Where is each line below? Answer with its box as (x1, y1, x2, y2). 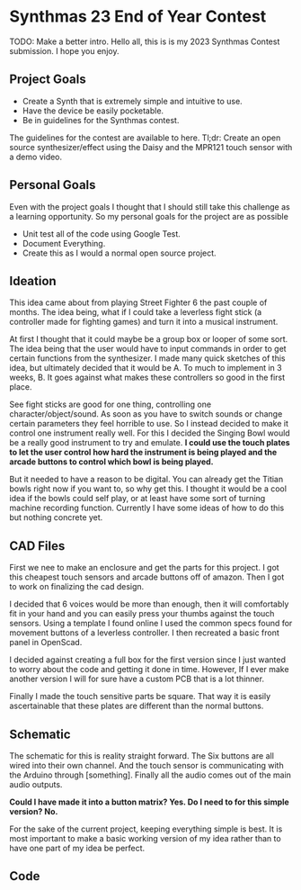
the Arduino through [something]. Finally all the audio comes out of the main (9, 769, 292, 780)
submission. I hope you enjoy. (9, 45, 120, 56)
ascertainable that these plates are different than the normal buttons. (9, 700, 264, 712)
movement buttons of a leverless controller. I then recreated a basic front (9, 627, 280, 638)
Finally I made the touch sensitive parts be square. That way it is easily (9, 691, 271, 702)
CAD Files (9, 538, 66, 553)
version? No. (9, 806, 58, 816)
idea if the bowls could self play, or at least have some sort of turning (9, 493, 266, 504)
